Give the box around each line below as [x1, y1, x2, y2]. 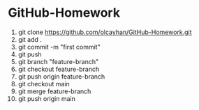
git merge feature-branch [17, 87, 91, 95]
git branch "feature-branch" [17, 57, 99, 65]
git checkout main [17, 79, 71, 88]
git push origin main [17, 94, 75, 102]
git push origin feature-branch [17, 72, 105, 81]
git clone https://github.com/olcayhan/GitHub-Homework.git [17, 28, 192, 36]
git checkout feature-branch [17, 65, 100, 73]
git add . [17, 35, 43, 43]
